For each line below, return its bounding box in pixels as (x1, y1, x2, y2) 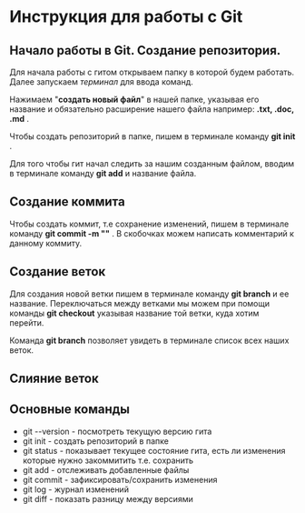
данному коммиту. (9, 237, 83, 248)
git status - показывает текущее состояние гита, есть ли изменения (22, 445, 286, 456)
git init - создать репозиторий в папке (22, 435, 170, 447)
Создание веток (9, 264, 106, 279)
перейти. (9, 317, 44, 328)
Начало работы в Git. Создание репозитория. (9, 43, 281, 58)
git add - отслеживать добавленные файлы (22, 464, 190, 475)
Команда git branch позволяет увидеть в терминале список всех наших (9, 335, 290, 346)
